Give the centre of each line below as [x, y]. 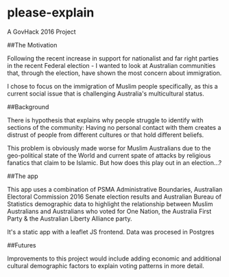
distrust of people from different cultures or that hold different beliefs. [106, 135]
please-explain [51, 13]
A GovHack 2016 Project [42, 32]
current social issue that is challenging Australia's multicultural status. [106, 93]
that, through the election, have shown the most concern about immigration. [114, 73]
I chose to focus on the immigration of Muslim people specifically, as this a [112, 86]
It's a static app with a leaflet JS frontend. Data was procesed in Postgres [111, 232]
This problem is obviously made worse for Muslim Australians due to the [109, 148]
